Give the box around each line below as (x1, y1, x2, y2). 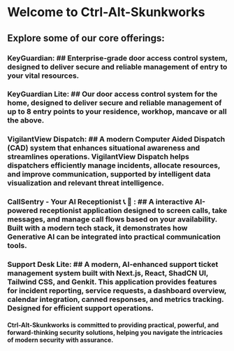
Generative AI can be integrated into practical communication (7, 232, 221, 242)
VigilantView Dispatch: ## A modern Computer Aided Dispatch (7, 135, 226, 144)
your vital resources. (7, 71, 80, 81)
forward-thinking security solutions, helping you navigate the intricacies (7, 328, 224, 336)
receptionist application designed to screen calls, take (39, 206, 228, 216)
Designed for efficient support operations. (7, 303, 154, 313)
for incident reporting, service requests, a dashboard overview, (7, 286, 227, 296)
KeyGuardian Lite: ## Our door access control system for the (7, 89, 218, 99)
